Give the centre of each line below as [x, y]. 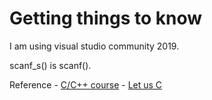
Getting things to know [106, 18]
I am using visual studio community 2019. [94, 46]
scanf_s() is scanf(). [50, 65]
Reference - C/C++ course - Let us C [86, 84]
